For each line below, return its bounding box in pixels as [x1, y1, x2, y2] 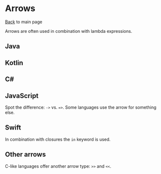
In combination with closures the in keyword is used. [5, 136, 111, 142]
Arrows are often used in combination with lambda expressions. [5, 28, 132, 34]
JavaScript [5, 91, 39, 100]
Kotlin [5, 58, 23, 67]
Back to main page [5, 19, 43, 25]
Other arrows [5, 150, 46, 159]
